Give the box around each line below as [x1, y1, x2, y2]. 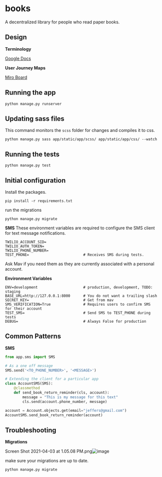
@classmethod [14, 385, 40, 391]
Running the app [5, 89, 56, 97]
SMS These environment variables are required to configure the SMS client [5, 225, 155, 231]
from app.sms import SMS [5, 354, 55, 359]
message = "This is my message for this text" [22, 395, 118, 400]
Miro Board [5, 74, 28, 80]
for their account [5, 306, 42, 311]
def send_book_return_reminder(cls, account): [14, 390, 110, 395]
